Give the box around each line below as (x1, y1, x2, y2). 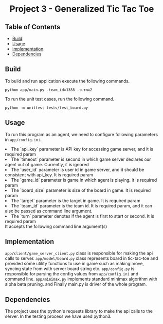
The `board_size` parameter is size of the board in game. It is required (11, 187, 151, 193)
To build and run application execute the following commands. (5, 78, 130, 84)
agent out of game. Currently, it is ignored (5, 161, 89, 167)
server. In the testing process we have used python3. (5, 313, 112, 319)
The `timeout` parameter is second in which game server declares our (11, 156, 151, 162)
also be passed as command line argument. (5, 208, 92, 214)
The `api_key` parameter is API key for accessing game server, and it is (11, 146, 153, 152)
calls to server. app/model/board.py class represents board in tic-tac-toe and (5, 256, 158, 261)
